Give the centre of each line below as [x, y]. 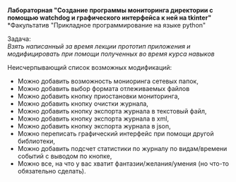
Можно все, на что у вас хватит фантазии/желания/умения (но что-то [123, 164]
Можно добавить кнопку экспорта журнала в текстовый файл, [112, 111]
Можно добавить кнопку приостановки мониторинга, [99, 96]
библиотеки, [36, 141]
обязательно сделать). [52, 171]
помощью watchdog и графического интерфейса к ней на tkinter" [110, 18]
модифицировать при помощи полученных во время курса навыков [111, 54]
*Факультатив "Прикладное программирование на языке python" [107, 25]
